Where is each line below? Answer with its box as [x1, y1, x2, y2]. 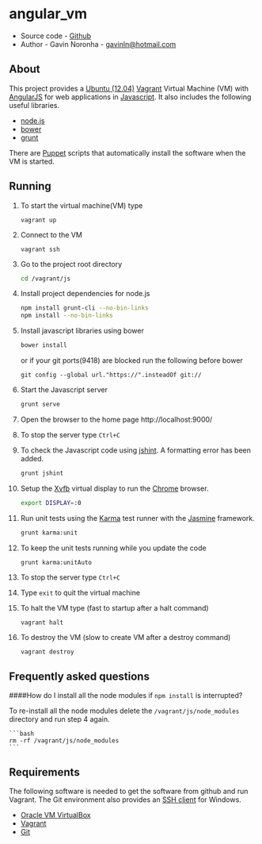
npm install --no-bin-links [20, 311, 113, 320]
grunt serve [20, 400, 60, 409]
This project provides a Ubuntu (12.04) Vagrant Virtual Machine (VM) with [9, 83, 249, 93]
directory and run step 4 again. [9, 715, 110, 724]
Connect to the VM [20, 229, 82, 239]
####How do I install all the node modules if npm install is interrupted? [9, 691, 243, 700]
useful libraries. [9, 100, 60, 110]
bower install [20, 341, 67, 349]
